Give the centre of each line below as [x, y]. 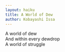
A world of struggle [25, 44]
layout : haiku [20, 10]
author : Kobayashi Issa [30, 19]
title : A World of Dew [29, 15]
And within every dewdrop [32, 39]
